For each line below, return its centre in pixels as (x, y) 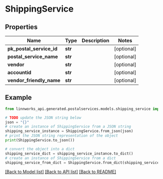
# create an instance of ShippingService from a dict (61, 158)
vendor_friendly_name (34, 80)
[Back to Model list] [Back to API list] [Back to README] (61, 172)
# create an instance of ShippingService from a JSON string (68, 127)
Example (18, 98)
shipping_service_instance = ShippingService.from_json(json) (69, 131)
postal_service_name (33, 57)
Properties (21, 27)
